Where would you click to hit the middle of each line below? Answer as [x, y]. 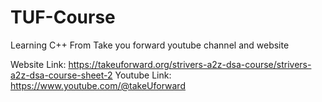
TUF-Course [63, 17]
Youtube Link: [143, 75]
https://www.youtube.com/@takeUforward [98, 85]
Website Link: [38, 64]
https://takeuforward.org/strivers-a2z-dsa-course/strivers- [190, 64]
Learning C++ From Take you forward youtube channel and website [150, 45]
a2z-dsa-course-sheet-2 [61, 75]
